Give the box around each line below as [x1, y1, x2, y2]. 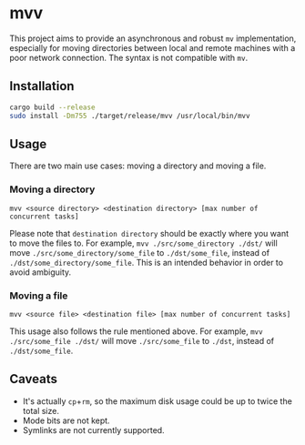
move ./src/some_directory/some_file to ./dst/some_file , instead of [9, 247, 270, 258]
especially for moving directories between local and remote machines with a [9, 42, 296, 53]
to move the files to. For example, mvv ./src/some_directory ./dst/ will [9, 238, 278, 248]
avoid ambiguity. [9, 267, 72, 278]
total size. [22, 405, 59, 416]
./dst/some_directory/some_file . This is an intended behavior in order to [9, 257, 284, 268]
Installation [9, 78, 75, 94]
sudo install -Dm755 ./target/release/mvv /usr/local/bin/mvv [9, 111, 250, 120]
